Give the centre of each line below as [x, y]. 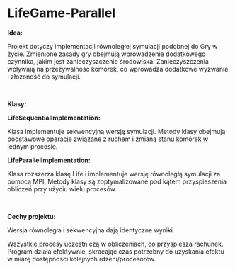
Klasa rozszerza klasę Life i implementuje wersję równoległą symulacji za [114, 174]
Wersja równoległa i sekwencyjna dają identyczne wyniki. [91, 230]
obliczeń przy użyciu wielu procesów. [62, 189]
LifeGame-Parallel [62, 13]
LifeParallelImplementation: [49, 160]
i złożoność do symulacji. [44, 77]
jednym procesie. [33, 146]
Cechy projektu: [31, 216]
